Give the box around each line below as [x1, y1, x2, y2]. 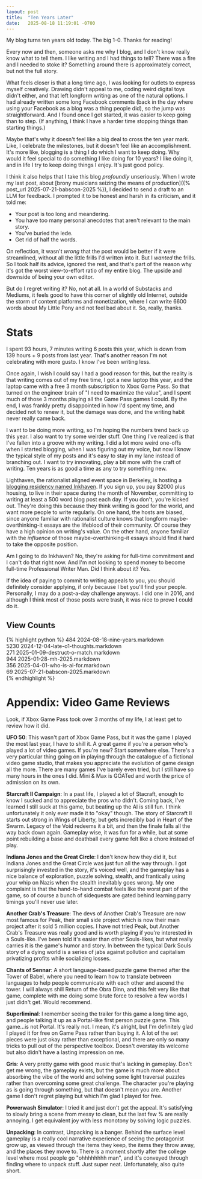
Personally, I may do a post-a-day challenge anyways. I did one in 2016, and [6, 589, 195, 597]
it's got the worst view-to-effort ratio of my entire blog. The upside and [6, 267, 182, 275]
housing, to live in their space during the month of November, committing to [6, 489, 194, 497]
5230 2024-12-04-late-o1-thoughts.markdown [6, 643, 122, 650]
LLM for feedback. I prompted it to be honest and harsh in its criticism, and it [6, 192, 196, 200]
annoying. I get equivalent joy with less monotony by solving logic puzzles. [6, 1117, 191, 1124]
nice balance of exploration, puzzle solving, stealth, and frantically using [6, 872, 186, 880]
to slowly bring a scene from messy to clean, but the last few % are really [6, 1111, 188, 1118]
